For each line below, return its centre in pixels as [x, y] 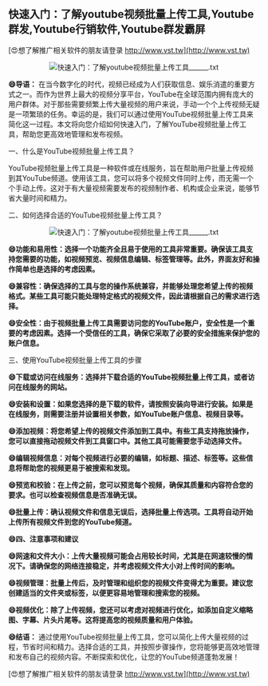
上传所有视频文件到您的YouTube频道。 [72, 521]
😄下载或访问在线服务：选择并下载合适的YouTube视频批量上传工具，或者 [128, 377]
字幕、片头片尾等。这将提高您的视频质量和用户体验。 [109, 620]
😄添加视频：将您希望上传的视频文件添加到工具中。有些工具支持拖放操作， [131, 431]
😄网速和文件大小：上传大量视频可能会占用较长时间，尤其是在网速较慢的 [127, 556]
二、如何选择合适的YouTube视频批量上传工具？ [86, 215]
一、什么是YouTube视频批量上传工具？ [72, 151]
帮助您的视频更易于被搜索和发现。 [78, 468]
